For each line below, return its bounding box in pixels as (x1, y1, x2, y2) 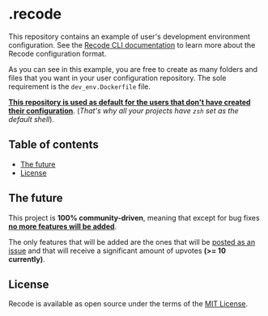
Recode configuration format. (8, 48, 107, 58)
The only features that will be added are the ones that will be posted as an (8, 237, 256, 246)
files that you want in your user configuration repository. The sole (8, 73, 227, 82)
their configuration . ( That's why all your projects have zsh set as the (8, 106, 239, 116)
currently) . (8, 254, 46, 263)
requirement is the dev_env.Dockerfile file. (8, 82, 151, 91)
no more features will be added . (8, 221, 117, 231)
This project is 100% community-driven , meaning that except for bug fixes (8, 213, 261, 222)
